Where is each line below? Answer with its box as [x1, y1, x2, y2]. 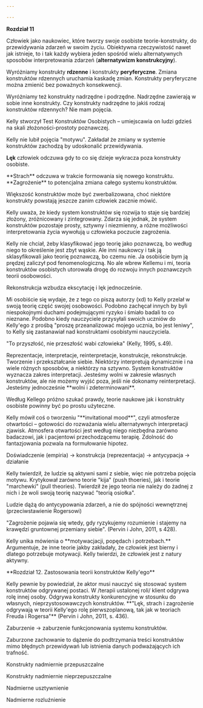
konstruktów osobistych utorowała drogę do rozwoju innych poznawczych [6, 266, 192, 273]
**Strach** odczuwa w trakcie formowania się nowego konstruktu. [6, 172, 175, 179]
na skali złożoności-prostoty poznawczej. [6, 124, 110, 131]
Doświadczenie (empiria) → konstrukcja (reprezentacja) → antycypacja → [6, 451, 190, 459]
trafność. [6, 648, 29, 656]
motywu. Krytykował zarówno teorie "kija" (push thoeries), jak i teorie [6, 476, 180, 483]
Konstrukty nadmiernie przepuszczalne [6, 661, 104, 668]
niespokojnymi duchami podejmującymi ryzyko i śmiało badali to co [6, 308, 175, 316]
